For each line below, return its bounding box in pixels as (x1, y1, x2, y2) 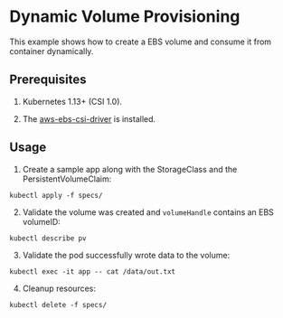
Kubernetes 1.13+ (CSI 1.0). (22, 96, 123, 107)
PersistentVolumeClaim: (22, 173, 112, 184)
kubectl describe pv (9, 233, 88, 243)
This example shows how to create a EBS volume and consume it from (9, 36, 272, 47)
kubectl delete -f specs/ (9, 300, 107, 309)
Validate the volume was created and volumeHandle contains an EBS (22, 206, 274, 218)
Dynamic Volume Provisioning (9, 6, 241, 27)
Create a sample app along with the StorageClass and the (22, 164, 238, 174)
